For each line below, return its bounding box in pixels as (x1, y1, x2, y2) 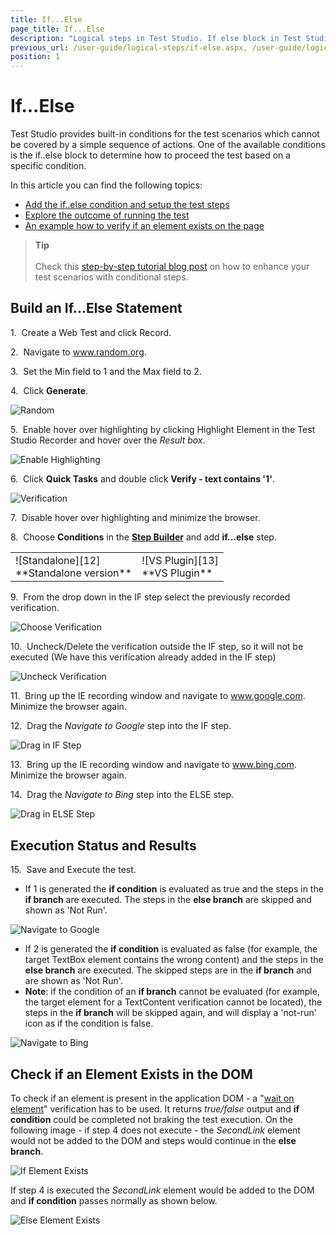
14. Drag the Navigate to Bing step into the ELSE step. (10, 789, 235, 801)
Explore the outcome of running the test (24, 209, 190, 221)
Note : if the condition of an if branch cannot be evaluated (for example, (24, 986, 320, 998)
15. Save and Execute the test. (10, 864, 137, 876)
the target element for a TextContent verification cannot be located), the (24, 996, 323, 1008)
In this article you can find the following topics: (10, 179, 203, 191)
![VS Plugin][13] (141, 553, 219, 567)
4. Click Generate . (10, 384, 89, 396)
